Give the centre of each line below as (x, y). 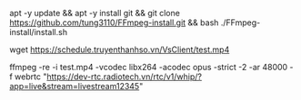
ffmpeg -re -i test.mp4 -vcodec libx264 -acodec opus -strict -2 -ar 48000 (149, 67)
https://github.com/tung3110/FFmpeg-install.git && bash (114, 23)
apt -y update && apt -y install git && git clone (95, 13)
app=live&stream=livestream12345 (75, 86)
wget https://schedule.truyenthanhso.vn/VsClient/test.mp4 (120, 50)
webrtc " (31, 77)
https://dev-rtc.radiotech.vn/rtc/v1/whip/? (125, 77)
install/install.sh (39, 32)
